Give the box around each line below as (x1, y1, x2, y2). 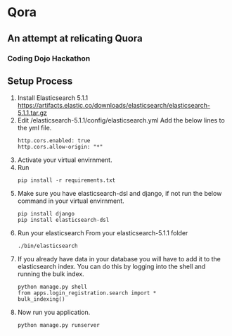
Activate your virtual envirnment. (17, 156, 112, 164)
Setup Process (7, 75, 73, 87)
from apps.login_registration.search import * (17, 290, 157, 297)
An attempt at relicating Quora (7, 32, 143, 44)
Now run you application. (17, 308, 91, 317)
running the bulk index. (17, 270, 84, 278)
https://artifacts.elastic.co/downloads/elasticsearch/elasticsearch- (17, 101, 211, 110)
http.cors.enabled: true (17, 137, 91, 144)
